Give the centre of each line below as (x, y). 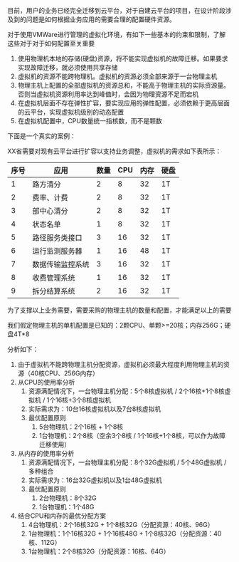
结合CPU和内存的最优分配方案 (62, 516)
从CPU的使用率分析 (46, 382)
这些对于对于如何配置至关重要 (51, 43)
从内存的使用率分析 (46, 453)
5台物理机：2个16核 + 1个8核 (81, 427)
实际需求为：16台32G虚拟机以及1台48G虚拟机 (95, 480)
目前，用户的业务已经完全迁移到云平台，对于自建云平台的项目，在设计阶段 (116, 10)
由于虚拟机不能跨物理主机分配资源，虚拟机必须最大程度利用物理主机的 (121, 364)
